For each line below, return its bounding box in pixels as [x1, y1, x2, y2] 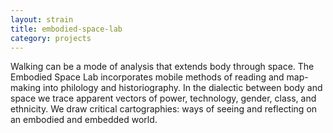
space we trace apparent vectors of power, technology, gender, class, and [10, 92, 317, 105]
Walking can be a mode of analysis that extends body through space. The [10, 61, 315, 73]
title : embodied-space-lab [10, 24, 123, 34]
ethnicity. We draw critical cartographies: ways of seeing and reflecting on [10, 103, 318, 115]
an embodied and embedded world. [10, 114, 158, 126]
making [10, 82, 42, 94]
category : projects [10, 33, 92, 43]
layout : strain [10, 14, 74, 25]
